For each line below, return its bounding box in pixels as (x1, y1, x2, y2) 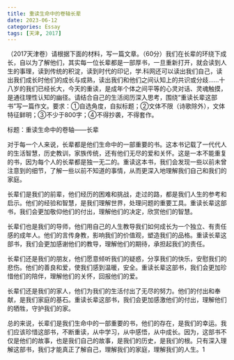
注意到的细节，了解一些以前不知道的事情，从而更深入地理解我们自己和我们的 (7, 167, 227, 175)
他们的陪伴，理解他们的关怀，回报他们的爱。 (13, 272, 141, 280)
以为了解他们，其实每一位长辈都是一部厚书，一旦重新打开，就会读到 (25, 59, 221, 67)
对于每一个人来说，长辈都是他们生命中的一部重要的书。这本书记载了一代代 (7, 140, 221, 149)
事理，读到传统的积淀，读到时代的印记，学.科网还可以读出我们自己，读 (19, 67, 223, 75)
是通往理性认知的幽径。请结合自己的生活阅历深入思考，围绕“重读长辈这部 (7, 93, 218, 102)
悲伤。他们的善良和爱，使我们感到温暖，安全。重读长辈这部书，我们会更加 (7, 263, 221, 272)
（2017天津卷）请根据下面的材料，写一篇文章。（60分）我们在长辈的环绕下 (7, 50, 221, 58)
